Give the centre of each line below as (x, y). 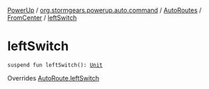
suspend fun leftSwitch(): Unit (55, 65)
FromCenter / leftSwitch (42, 18)
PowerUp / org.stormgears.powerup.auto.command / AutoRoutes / (104, 10)
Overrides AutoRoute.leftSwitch (53, 78)
